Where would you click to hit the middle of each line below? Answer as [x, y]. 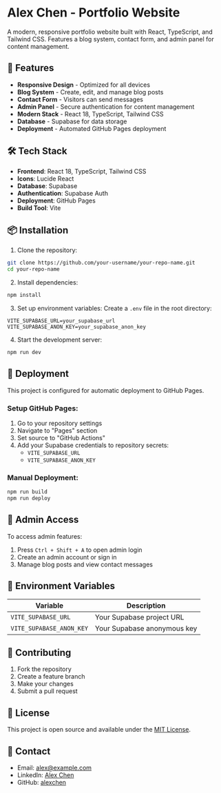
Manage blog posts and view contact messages [85, 564]
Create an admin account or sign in [67, 557]
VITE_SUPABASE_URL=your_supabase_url [61, 321]
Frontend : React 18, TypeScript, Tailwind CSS [82, 171]
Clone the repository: [47, 250]
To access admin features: [45, 536]
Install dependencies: [48, 282]
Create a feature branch [51, 677]
